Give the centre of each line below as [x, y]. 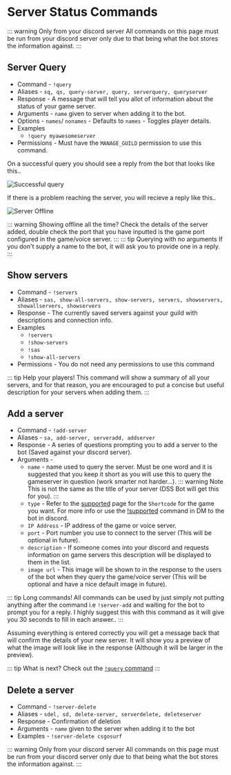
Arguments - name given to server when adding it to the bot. [101, 113]
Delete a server [41, 690]
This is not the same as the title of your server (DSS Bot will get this [123, 489]
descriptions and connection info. [65, 320]
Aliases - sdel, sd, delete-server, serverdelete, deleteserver [109, 714]
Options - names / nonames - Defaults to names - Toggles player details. [114, 121]
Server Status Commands [82, 12]
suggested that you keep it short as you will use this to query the [119, 474]
